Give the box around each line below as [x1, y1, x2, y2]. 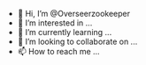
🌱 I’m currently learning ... [17, 27, 112, 37]
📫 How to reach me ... [17, 47, 100, 56]
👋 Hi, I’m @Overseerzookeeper [17, 9, 131, 18]
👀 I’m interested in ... [17, 18, 93, 28]
